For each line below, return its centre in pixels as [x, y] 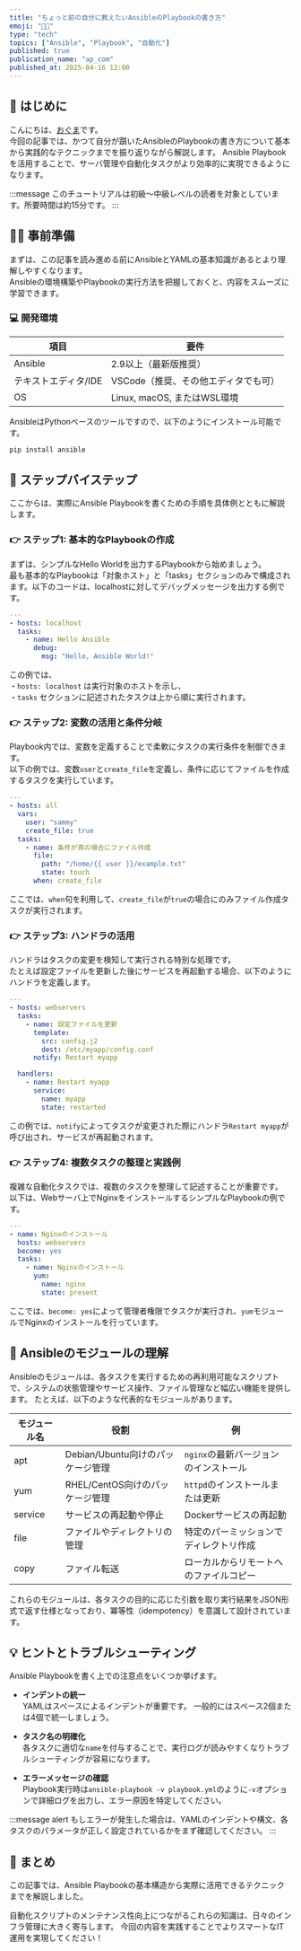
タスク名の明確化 [54, 1736]
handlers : [35, 1074]
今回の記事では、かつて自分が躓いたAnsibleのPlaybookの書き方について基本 [150, 141]
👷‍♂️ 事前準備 [42, 236]
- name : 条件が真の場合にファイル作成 [88, 848]
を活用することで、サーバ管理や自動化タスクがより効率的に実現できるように [150, 163]
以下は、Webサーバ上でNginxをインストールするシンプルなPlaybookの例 [143, 1197]
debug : [45, 648]
